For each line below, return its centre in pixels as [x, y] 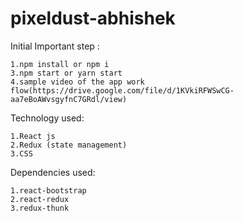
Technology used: [47, 118]
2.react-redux [40, 199]
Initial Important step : [55, 46]
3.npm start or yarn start [66, 73]
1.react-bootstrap [48, 190]
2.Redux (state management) [69, 145]
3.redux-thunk [40, 208]
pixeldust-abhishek [93, 18]
